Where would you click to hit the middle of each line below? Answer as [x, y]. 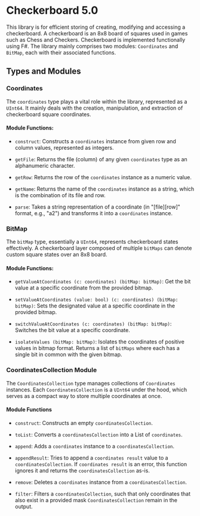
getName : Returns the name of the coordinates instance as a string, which [104, 189]
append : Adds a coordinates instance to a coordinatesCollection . [95, 446]
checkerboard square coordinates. [49, 114]
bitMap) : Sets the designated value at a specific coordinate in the [95, 306]
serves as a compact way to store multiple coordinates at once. [84, 396]
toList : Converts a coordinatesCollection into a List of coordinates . [99, 434]
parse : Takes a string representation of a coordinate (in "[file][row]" [98, 207]
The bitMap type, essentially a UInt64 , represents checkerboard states [92, 242]
